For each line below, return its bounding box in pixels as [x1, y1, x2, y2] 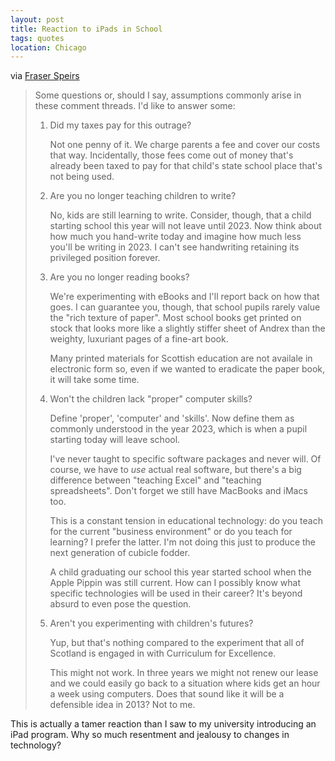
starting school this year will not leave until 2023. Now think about [49, 220, 322, 232]
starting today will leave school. [49, 434, 181, 446]
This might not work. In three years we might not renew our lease [49, 667, 319, 679]
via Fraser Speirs [10, 70, 80, 82]
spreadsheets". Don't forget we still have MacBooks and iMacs [49, 485, 308, 497]
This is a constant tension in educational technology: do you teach [49, 515, 323, 527]
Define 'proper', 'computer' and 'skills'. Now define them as [49, 412, 295, 425]
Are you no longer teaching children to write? [49, 190, 237, 202]
